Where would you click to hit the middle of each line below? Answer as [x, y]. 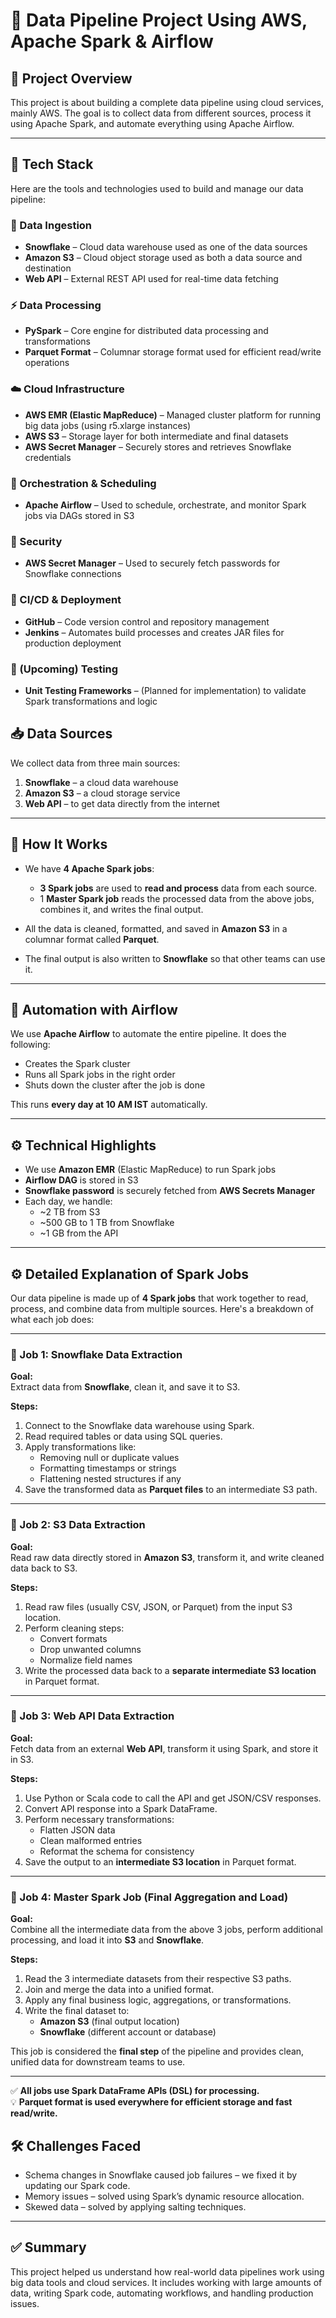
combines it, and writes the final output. [121, 909]
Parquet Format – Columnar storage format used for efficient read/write [173, 352]
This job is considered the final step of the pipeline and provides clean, [157, 2051]
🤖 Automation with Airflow [94, 1009]
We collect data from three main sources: [95, 763]
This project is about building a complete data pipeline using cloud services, [167, 102]
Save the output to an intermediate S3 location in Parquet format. [160, 1861]
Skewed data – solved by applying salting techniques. [135, 2206]
